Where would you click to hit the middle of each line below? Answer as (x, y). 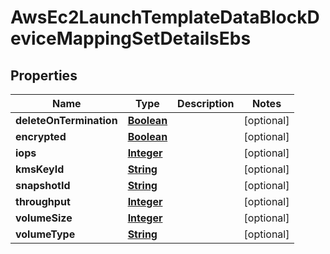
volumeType (45, 234)
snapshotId (43, 185)
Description (206, 103)
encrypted (41, 136)
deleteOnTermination (66, 120)
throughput (43, 201)
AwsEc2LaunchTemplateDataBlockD (165, 17)
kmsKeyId (40, 169)
